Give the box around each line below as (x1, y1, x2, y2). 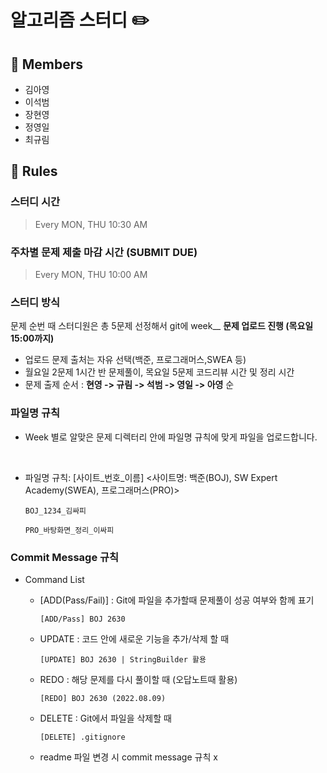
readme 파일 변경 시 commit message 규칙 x (39, 751, 218, 763)
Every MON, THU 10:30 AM (34, 218, 148, 230)
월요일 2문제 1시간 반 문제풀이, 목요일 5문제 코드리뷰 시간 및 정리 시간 (24, 366, 295, 378)
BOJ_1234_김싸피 (24, 506, 87, 516)
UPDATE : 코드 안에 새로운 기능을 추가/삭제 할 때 (39, 632, 230, 645)
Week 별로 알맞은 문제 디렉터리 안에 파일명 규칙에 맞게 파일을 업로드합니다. (24, 431, 318, 443)
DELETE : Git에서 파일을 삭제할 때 (39, 712, 172, 724)
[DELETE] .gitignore (39, 732, 126, 742)
